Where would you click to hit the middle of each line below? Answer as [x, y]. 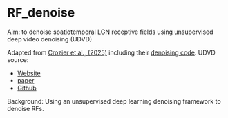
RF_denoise [41, 13]
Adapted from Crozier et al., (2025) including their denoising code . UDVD [111, 52]
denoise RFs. [26, 108]
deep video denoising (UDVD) [50, 39]
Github [27, 88]
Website [29, 73]
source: [18, 59]
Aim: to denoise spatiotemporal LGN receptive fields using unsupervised [110, 32]
